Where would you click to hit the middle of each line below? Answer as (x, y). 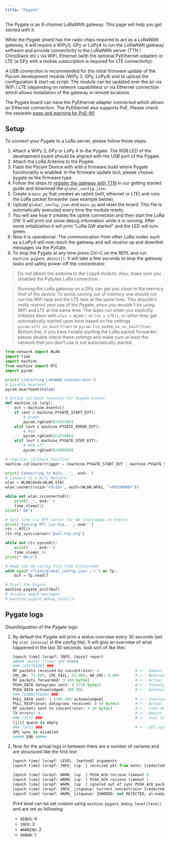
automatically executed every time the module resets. (69, 210)
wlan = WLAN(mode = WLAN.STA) (35, 483)
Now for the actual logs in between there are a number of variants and (86, 746)
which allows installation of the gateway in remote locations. (68, 92)
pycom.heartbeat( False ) (30, 389)
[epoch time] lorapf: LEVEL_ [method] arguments (65, 761)
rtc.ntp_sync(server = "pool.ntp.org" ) (45, 534)
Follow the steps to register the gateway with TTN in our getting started (87, 183)
